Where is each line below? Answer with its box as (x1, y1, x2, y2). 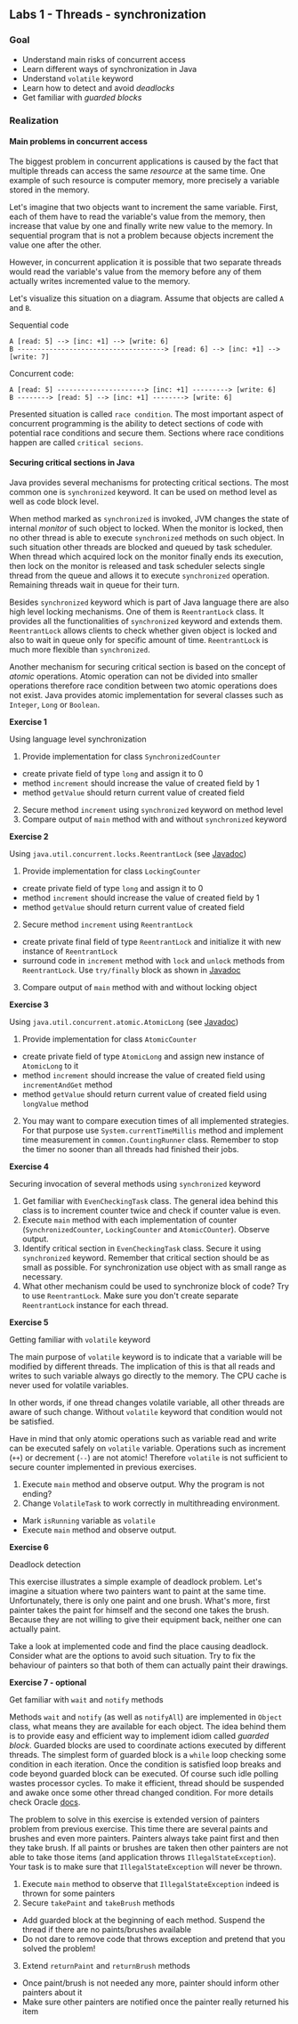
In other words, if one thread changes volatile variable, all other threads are (9, 1397, 285, 1408)
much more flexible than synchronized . (9, 645, 150, 655)
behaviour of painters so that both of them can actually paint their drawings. (9, 1660, 288, 1670)
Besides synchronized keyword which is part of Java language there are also (9, 597, 289, 608)
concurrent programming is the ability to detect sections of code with (9, 418, 264, 428)
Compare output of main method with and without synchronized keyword (21, 814, 287, 825)
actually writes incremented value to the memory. (9, 275, 191, 286)
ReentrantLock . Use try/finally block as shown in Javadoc (21, 965, 241, 976)
